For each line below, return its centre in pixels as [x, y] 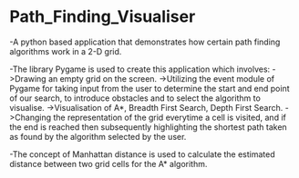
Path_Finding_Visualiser [103, 17]
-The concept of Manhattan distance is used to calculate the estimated [142, 154]
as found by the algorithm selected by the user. [98, 136]
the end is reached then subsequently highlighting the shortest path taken [148, 127]
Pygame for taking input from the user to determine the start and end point [149, 88]
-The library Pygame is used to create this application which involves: [140, 69]
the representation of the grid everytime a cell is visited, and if [170, 117]
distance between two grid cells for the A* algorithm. [108, 163]
